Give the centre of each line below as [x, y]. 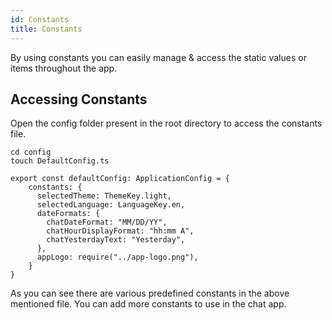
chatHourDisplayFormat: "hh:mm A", [120, 231]
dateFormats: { [68, 214]
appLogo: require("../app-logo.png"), [117, 257]
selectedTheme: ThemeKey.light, [104, 196]
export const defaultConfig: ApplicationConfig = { [120, 179]
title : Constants [46, 29]
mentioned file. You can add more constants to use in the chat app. [148, 304]
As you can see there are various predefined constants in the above [150, 293]
